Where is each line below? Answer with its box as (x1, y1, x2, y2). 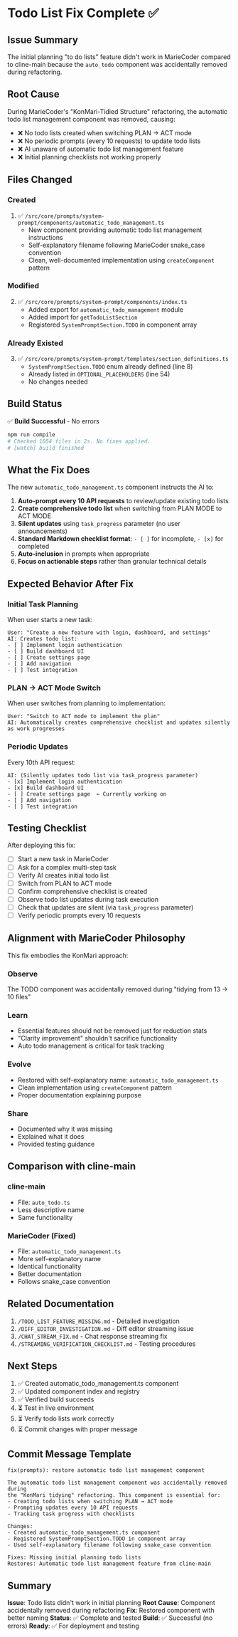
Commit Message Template (7, 1448, 131, 1460)
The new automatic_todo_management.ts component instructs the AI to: (7, 483, 215, 492)
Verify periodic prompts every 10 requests (17, 911, 141, 920)
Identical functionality (17, 1262, 82, 1270)
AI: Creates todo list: (7, 636, 78, 643)
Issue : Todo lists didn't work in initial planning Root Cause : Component (7, 1599, 215, 1607)
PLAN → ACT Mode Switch (7, 683, 102, 693)
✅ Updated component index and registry (17, 1386, 140, 1396)
